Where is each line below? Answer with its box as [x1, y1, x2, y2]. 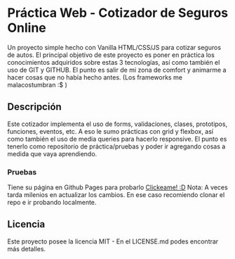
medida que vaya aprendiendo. [7, 149, 98, 158]
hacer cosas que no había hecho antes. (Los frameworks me [7, 72, 182, 82]
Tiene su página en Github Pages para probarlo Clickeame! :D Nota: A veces [7, 183, 228, 191]
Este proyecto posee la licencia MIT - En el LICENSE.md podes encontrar [7, 237, 219, 246]
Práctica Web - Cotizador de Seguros [7, 5, 229, 21]
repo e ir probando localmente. [7, 198, 97, 207]
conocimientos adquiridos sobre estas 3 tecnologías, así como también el [7, 58, 220, 66]
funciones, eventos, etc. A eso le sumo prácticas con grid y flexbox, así [7, 127, 214, 135]
